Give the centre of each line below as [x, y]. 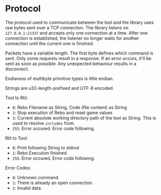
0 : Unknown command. [36, 177]
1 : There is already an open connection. [53, 183]
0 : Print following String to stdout [46, 147]
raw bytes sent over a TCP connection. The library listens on [67, 27]
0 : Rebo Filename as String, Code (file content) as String [70, 107]
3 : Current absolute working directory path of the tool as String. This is [84, 118]
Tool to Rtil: [17, 98]
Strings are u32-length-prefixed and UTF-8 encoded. [60, 88]
